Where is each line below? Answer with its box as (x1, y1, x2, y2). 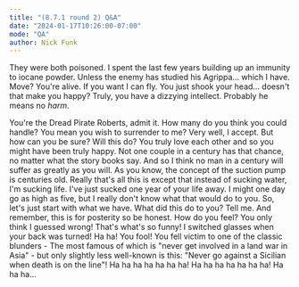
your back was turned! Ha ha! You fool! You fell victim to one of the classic (9, 231, 283, 242)
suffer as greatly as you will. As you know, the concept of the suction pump (9, 165, 287, 176)
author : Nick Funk (9, 37, 78, 47)
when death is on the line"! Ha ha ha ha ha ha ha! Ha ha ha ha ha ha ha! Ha (9, 259, 284, 270)
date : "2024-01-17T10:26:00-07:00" (9, 21, 142, 30)
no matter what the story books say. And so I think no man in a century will (9, 155, 284, 166)
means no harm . (9, 100, 70, 111)
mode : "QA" (9, 29, 50, 38)
